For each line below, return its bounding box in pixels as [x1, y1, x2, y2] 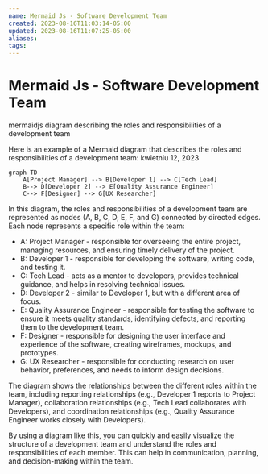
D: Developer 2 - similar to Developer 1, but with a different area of [19, 288, 240, 298]
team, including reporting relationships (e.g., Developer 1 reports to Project [8, 389, 256, 399]
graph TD [8, 168, 38, 177]
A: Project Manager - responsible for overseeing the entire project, [19, 237, 241, 247]
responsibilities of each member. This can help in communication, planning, [8, 448, 259, 458]
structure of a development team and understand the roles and [8, 439, 217, 449]
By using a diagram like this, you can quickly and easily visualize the [8, 430, 235, 440]
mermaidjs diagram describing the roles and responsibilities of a [8, 120, 221, 130]
